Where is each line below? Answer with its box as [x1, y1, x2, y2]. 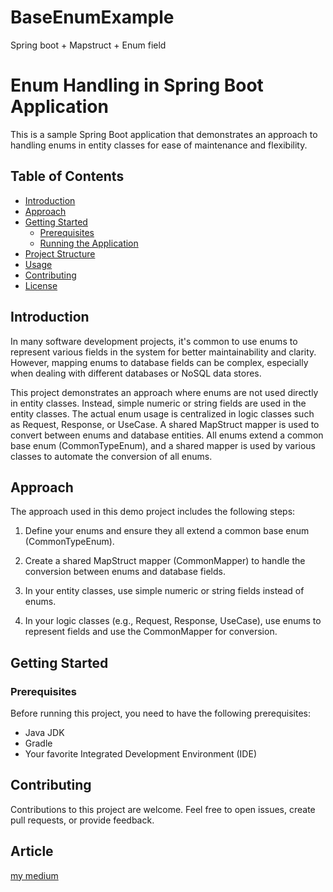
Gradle [24, 737, 53, 749]
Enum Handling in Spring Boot [10, 74, 264, 97]
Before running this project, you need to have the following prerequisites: [10, 707, 312, 719]
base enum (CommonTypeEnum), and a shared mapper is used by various [10, 439, 317, 451]
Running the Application [39, 237, 139, 249]
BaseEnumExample [10, 6, 175, 29]
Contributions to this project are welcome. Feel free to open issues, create [10, 803, 316, 815]
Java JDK [24, 727, 65, 738]
